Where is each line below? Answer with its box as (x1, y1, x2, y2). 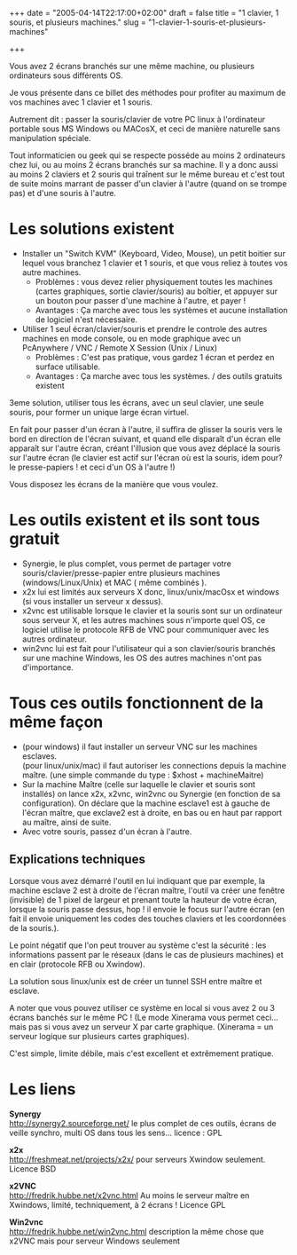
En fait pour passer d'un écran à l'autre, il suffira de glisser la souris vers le (9, 423, 283, 434)
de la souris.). (9, 922, 59, 933)
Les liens (9, 1078, 76, 1099)
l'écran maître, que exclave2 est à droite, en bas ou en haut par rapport (21, 807, 282, 817)
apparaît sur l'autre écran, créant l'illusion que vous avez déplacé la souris (9, 443, 281, 454)
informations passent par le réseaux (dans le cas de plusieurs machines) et (9, 949, 284, 959)
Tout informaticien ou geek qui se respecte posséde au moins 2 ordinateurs (9, 150, 285, 161)
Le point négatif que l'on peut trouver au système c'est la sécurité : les (9, 940, 267, 951)
